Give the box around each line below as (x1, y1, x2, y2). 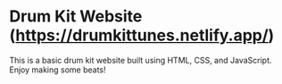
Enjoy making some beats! (9, 64, 106, 75)
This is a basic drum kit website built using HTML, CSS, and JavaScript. (9, 55, 272, 65)
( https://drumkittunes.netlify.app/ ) (9, 25, 275, 46)
